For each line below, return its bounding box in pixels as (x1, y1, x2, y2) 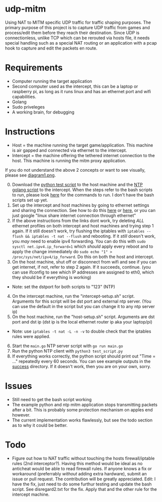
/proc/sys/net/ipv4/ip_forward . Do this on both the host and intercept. (12, 254, 154, 259)
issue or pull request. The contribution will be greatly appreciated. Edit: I (12, 476, 156, 482)
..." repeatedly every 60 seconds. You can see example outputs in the (12, 358, 151, 364)
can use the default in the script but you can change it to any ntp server (12, 303, 155, 309)
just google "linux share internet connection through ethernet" (12, 212, 136, 218)
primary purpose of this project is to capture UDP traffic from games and (5, 24, 150, 30)
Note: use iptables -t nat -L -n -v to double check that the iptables (12, 328, 151, 334)
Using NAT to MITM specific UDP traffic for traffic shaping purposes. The (5, 19, 151, 25)
